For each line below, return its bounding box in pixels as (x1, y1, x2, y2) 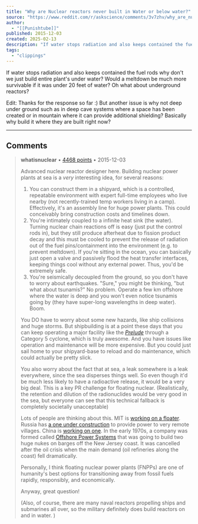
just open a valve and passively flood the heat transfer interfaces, (29, 255, 189, 262)
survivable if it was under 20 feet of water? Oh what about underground (6, 81, 181, 89)
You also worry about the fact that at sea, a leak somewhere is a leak (20, 365, 188, 373)
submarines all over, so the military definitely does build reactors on (20, 506, 186, 513)
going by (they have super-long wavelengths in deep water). (29, 299, 177, 306)
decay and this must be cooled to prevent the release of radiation (29, 236, 189, 243)
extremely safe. (29, 267, 68, 274)
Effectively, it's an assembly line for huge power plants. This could (29, 205, 190, 212)
